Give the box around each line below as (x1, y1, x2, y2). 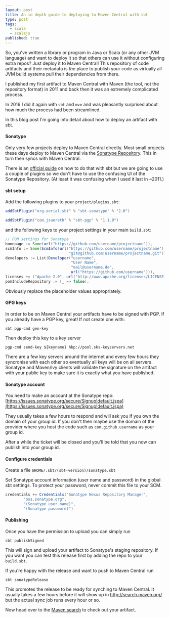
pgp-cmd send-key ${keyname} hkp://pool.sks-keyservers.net (5, 344, 135, 349)
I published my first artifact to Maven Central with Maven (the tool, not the (5, 80, 159, 86)
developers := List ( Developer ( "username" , (5, 255, 96, 260)
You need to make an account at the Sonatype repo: (5, 392, 114, 399)
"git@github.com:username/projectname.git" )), (68, 251, 168, 256)
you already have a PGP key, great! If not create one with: (5, 316, 125, 322)
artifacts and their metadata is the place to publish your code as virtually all (5, 65, 162, 71)
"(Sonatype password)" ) (23, 506, 73, 511)
